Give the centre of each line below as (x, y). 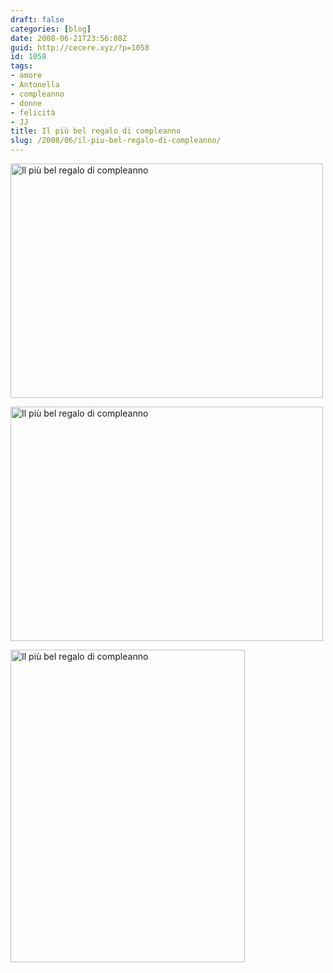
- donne (26, 103)
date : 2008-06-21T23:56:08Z (69, 38)
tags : (21, 66)
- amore (26, 76)
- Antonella (35, 85)
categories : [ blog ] (51, 29)
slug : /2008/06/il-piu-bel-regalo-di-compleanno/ (116, 141)
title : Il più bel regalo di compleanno (96, 131)
